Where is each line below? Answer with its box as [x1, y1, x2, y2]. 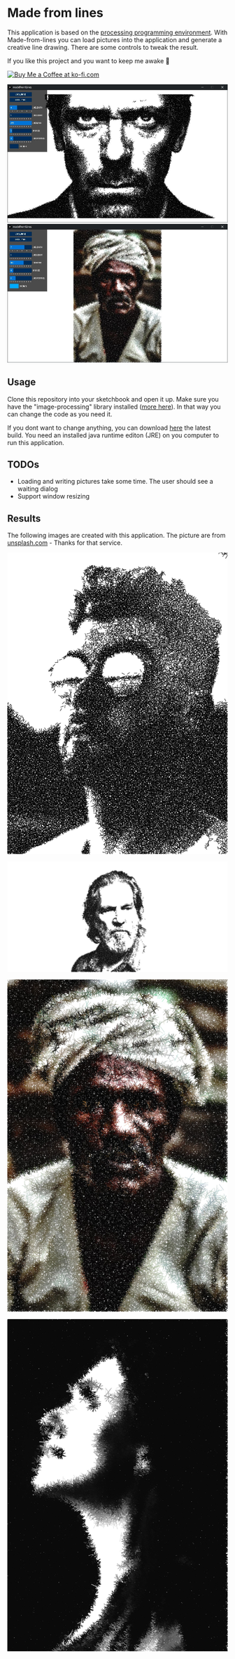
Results [7, 513, 41, 524]
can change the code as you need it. [7, 409, 113, 418]
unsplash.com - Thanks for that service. [7, 538, 123, 547]
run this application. [7, 438, 64, 447]
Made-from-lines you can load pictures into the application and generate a [7, 35, 222, 44]
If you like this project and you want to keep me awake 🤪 [7, 56, 170, 65]
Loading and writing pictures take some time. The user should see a [17, 477, 213, 486]
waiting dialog [17, 484, 58, 493]
